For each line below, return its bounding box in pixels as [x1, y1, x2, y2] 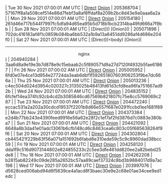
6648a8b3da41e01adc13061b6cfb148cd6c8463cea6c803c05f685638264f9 [5, 125, 163, 131]
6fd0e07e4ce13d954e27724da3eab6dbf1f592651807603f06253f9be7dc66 [5, 72, 161, 78]
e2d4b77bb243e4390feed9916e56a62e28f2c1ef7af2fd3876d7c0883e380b [5, 115, 162, 120]
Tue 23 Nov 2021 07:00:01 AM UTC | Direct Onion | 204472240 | [16, 99, 150, 104]
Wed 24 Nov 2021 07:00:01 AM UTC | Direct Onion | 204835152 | [17, 88, 151, 94]
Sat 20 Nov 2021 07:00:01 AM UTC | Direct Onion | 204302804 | [15, 130, 149, 136]
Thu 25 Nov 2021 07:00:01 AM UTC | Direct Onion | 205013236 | [16, 77, 149, 83]
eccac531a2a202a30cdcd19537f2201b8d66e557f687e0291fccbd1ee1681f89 [5, 104, 163, 110]
